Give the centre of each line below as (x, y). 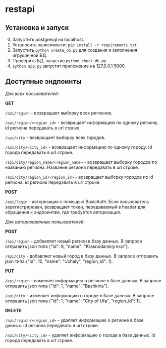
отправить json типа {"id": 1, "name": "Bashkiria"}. (57, 286)
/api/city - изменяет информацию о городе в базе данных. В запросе (80, 295)
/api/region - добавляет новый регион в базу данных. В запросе (74, 241)
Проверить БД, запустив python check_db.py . (60, 60)
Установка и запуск (37, 28)
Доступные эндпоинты (43, 81)
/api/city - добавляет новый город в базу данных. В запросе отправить (82, 256)
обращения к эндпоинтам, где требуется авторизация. (63, 212)
